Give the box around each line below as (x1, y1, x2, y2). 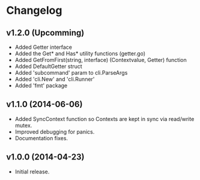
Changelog (6, 4, 62, 17)
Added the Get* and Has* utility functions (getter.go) (14, 50, 146, 57)
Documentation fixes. (14, 134, 68, 141)
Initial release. (14, 168, 50, 175)
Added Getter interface (14, 43, 73, 51)
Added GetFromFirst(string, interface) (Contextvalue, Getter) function (14, 57, 187, 63)
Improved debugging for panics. (14, 128, 95, 135)
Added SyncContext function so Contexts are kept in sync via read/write (14, 115, 195, 122)
